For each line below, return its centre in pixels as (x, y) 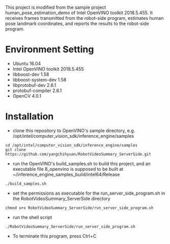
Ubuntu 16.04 (27, 64)
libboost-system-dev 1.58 (39, 80)
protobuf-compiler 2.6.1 (37, 90)
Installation (30, 117)
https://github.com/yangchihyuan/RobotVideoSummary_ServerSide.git (78, 154)
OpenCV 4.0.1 (27, 96)
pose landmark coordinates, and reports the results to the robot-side (77, 23)
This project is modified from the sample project (56, 7)
